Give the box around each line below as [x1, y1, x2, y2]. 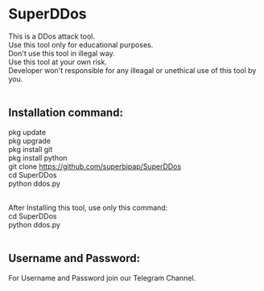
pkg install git [8, 144, 53, 154]
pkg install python [8, 153, 68, 162]
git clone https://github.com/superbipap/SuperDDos [8, 162, 182, 171]
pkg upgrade [8, 136, 51, 145]
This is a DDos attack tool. [8, 31, 95, 41]
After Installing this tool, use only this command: [8, 203, 168, 212]
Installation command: [8, 106, 123, 120]
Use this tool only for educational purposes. [8, 39, 154, 49]
